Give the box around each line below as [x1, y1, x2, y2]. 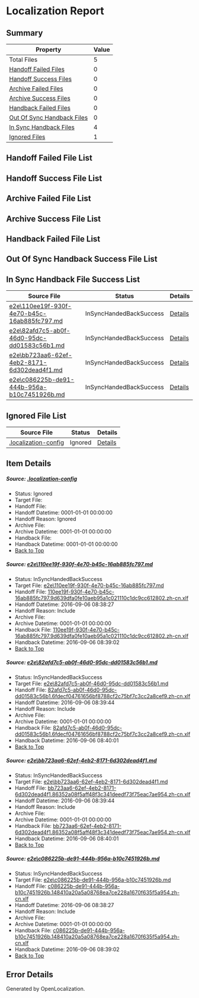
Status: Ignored [14, 490, 53, 497]
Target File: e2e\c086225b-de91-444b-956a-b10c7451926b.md [14, 876, 171, 884]
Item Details [6, 459, 52, 469]
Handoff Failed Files [9, 65, 65, 73]
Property [35, 46, 62, 54]
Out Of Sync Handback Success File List [6, 254, 158, 264]
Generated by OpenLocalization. [6, 986, 85, 993]
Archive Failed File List [6, 193, 92, 203]
